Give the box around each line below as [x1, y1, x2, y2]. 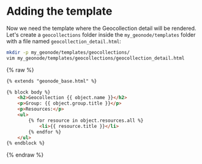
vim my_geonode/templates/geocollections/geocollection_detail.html [6, 55, 185, 61]
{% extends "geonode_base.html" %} [6, 78, 97, 84]
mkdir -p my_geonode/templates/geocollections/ [6, 49, 130, 56]
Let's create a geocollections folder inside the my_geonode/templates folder [6, 31, 196, 38]
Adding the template [6, 4, 113, 18]
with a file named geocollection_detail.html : [6, 37, 121, 45]
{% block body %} [6, 89, 51, 95]
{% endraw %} [6, 151, 44, 158]
